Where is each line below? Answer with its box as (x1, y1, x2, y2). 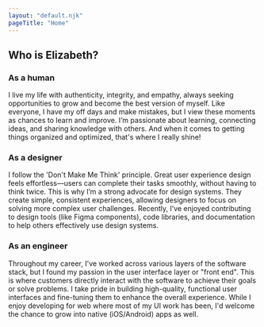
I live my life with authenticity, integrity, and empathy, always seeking (8, 90, 234, 100)
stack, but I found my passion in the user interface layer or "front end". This (8, 267, 255, 276)
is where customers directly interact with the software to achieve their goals (8, 275, 256, 285)
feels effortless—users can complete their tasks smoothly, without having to (8, 179, 257, 188)
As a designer (8, 152, 63, 163)
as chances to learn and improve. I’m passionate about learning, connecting (8, 116, 256, 125)
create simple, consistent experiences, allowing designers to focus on (8, 195, 236, 205)
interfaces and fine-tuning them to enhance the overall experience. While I (8, 292, 251, 302)
